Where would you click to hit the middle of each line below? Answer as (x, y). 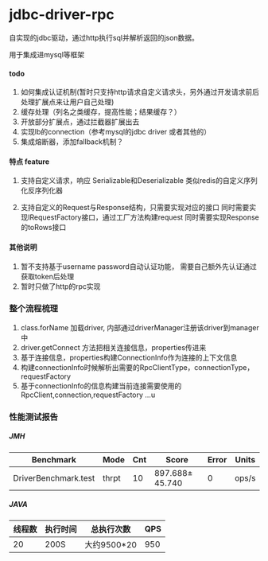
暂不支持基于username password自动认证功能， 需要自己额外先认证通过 (139, 266)
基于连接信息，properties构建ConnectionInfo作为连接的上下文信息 (129, 357)
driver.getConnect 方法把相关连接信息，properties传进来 (113, 347)
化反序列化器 (41, 191)
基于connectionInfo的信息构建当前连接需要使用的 (101, 386)
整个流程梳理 (34, 309)
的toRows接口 (43, 228)
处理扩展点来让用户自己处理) (67, 102)
